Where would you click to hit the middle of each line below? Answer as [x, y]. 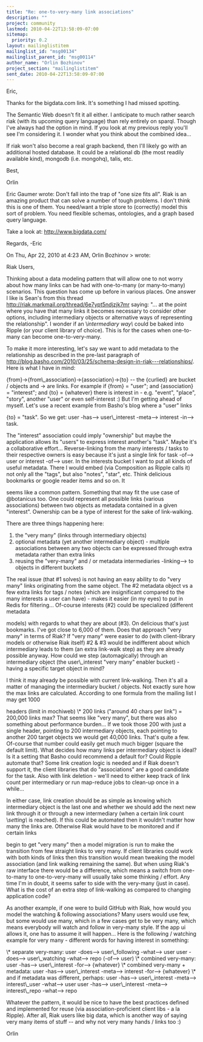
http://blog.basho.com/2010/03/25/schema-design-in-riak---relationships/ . [100, 361]
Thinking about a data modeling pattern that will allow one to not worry [95, 279]
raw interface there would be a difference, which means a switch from [94, 870]
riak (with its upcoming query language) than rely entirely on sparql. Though [101, 121]
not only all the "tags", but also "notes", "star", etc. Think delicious [89, 474]
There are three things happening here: [55, 523]
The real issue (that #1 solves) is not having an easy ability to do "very [94, 579]
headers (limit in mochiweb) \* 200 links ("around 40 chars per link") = [94, 712]
